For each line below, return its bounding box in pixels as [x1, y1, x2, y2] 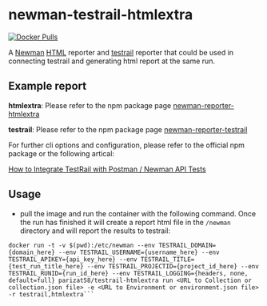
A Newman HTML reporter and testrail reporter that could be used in [8, 47, 234, 57]
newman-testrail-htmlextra [8, 6, 193, 24]
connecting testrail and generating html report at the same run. [8, 56, 216, 66]
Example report [8, 79, 86, 93]
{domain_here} [8, 248, 56, 256]
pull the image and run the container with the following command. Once [19, 208, 257, 218]
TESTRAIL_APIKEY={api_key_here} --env [8, 255, 137, 264]
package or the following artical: [8, 148, 114, 158]
